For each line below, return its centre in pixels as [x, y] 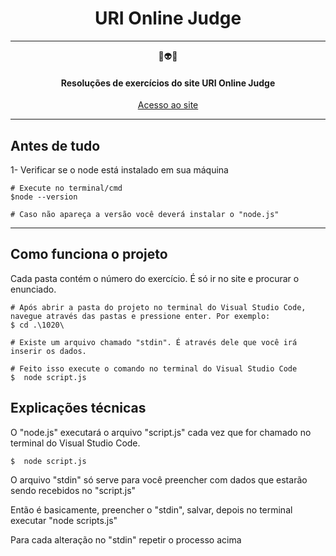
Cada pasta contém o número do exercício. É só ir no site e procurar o [155, 278]
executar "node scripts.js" [64, 520]
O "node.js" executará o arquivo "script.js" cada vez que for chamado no [161, 432]
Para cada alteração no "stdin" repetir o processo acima [126, 539]
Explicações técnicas [78, 408]
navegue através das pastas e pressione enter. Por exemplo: [140, 316]
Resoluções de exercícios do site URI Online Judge [168, 83]
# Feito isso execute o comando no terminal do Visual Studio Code [154, 368]
